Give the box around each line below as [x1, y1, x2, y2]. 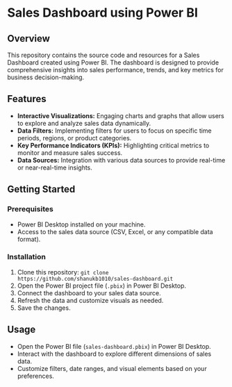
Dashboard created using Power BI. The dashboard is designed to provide [7, 58, 219, 67]
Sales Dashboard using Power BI [7, 5, 198, 21]
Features [7, 93, 47, 105]
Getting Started [7, 183, 76, 195]
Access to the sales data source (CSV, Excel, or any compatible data [17, 227, 213, 236]
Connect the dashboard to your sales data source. [17, 288, 161, 297]
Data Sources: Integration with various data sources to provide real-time [17, 156, 226, 164]
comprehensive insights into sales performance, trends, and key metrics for [7, 66, 224, 74]
